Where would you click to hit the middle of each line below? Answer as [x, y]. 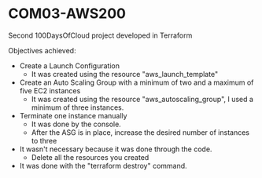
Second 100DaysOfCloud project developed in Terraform [100, 35]
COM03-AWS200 [67, 14]
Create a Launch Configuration [70, 65]
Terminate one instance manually [73, 115]
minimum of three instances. [77, 107]
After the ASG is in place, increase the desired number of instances [140, 132]
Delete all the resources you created [90, 157]
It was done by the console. [76, 124]
